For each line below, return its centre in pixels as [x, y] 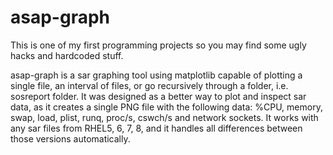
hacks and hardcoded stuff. [67, 55]
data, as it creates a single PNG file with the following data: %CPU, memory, [166, 107]
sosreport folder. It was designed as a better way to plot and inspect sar [158, 96]
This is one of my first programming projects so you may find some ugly [158, 45]
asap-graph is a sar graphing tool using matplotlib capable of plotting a [156, 75]
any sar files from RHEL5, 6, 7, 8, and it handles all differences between [156, 128]
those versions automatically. [70, 138]
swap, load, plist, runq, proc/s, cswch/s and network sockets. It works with [164, 117]
